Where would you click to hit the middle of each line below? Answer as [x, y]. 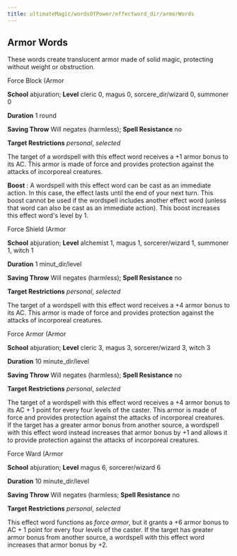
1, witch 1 [21, 250]
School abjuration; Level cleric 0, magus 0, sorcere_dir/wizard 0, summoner [118, 94]
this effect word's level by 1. [48, 216]
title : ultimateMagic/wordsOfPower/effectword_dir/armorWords [101, 14]
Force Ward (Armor [35, 454]
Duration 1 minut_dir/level [45, 264]
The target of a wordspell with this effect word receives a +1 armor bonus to [118, 157]
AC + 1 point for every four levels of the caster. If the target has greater [110, 530]
